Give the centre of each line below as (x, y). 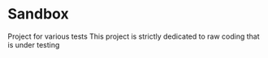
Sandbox (39, 14)
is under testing (34, 44)
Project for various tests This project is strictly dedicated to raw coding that (134, 36)
